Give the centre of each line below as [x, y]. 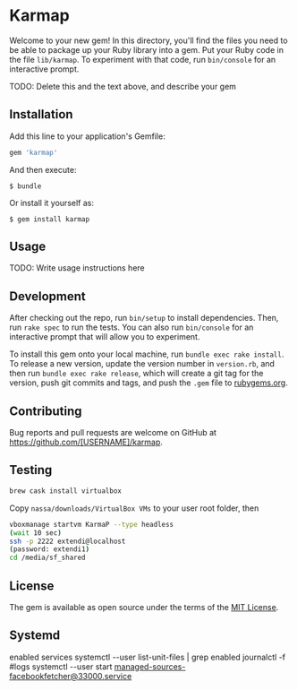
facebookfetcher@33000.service [71, 676]
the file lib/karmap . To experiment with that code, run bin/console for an [143, 59]
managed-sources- [150, 666]
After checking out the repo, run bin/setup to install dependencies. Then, [144, 318]
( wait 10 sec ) [36, 533]
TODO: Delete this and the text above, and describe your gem [123, 86]
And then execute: [43, 169]
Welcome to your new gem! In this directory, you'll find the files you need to [148, 40]
